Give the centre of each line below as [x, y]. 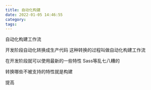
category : [16, 19]
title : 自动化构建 [23, 10]
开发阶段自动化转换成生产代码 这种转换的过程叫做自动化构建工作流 [75, 50]
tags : [11, 24]
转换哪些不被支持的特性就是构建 [39, 72]
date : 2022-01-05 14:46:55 [34, 15]
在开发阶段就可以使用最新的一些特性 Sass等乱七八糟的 [63, 61]
